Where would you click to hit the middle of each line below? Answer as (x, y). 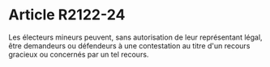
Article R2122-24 (67, 15)
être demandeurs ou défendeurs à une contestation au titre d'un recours (129, 45)
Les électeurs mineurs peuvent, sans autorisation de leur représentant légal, (135, 37)
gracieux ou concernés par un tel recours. (79, 54)
